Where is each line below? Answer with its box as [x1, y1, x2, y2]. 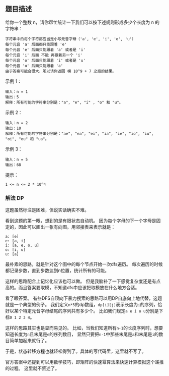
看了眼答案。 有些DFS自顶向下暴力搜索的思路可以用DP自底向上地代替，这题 [5, 295, 162, 301]
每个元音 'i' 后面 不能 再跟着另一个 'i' [5, 52, 83, 58]
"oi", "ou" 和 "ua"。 [5, 136, 49, 141]
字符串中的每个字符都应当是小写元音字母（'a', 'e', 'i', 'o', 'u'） [5, 36, 136, 41]
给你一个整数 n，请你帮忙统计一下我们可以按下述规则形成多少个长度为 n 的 [5, 19, 160, 25]
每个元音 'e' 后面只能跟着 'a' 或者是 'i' [5, 47, 86, 52]
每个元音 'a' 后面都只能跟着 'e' [5, 42, 67, 47]
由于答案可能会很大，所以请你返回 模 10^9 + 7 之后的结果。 [5, 69, 117, 74]
